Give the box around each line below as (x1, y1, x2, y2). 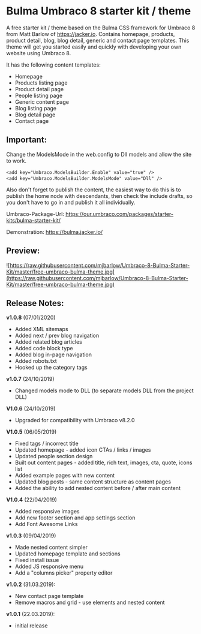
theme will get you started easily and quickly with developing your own (6, 43, 182, 50)
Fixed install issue (14, 557, 59, 564)
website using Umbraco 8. (6, 49, 71, 56)
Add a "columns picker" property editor (14, 569, 113, 576)
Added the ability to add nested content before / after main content (14, 485, 181, 492)
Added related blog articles (14, 338, 82, 345)
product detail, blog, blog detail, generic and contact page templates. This (6, 37, 190, 44)
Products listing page (14, 79, 68, 86)
